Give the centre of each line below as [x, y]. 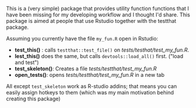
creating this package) [33, 99]
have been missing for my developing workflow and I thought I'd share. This [98, 15]
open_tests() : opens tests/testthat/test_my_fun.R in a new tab [89, 75]
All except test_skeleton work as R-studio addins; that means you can [92, 86]
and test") [27, 62]
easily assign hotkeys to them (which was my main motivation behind [90, 92]
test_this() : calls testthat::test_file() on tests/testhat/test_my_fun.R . [102, 50]
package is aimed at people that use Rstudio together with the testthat [91, 21]
